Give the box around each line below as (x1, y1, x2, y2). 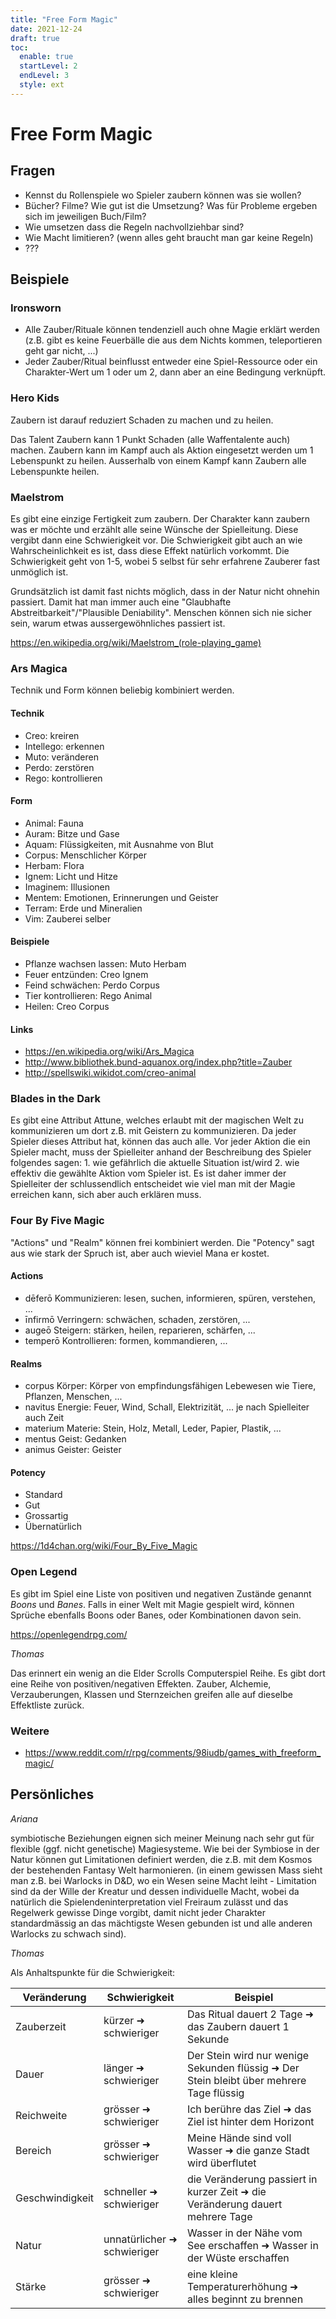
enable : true (19, 52, 74, 62)
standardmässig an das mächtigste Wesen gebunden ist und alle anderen (10, 1917, 313, 1929)
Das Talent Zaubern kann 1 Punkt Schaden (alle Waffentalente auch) (10, 433, 291, 445)
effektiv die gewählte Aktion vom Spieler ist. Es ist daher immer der (10, 1167, 287, 1180)
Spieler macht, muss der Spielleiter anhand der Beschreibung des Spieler (10, 1146, 312, 1158)
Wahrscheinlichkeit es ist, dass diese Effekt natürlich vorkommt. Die (10, 545, 290, 557)
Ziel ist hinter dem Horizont (186, 2114, 315, 2128)
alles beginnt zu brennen (186, 2292, 304, 2306)
